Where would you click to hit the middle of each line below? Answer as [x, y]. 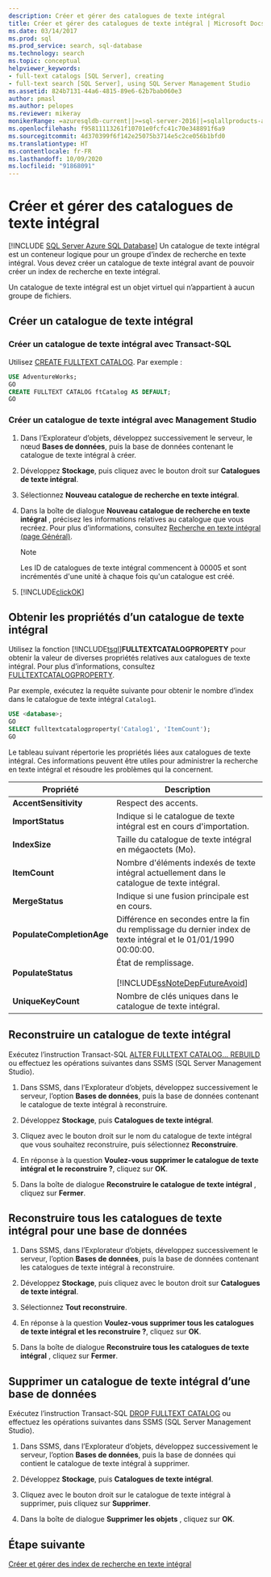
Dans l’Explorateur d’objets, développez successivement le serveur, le [136, 438]
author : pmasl [32, 99]
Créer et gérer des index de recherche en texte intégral [100, 1564]
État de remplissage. [155, 962]
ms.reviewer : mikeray [45, 114]
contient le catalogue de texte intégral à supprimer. [105, 1464]
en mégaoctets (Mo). [156, 849]
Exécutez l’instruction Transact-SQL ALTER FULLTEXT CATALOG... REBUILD [134, 1054]
